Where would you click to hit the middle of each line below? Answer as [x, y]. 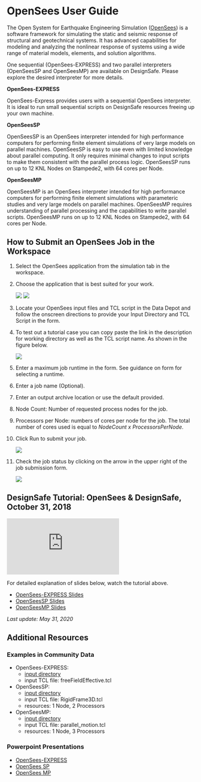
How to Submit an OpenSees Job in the [81, 242]
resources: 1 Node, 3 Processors [65, 731]
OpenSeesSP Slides [40, 601]
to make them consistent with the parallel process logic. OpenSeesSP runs [99, 162]
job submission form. [41, 468]
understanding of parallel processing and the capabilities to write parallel [97, 210]
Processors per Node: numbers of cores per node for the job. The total [103, 420]
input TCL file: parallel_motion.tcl [65, 725]
